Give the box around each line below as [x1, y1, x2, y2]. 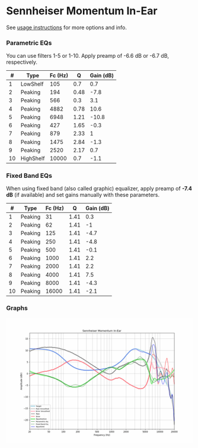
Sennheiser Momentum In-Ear [6, 4, 158, 18]
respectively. [6, 58, 37, 66]
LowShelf [20, 80, 44, 87]
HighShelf [20, 155, 45, 162]
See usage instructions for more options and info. [6, 24, 127, 31]
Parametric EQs [6, 39, 52, 47]
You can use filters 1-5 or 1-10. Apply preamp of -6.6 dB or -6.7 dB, [6, 52, 170, 59]
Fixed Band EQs [6, 171, 52, 180]
